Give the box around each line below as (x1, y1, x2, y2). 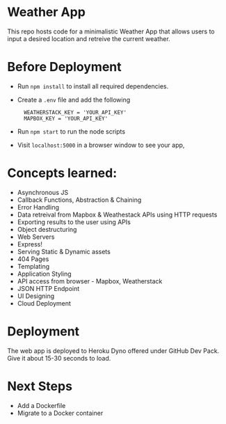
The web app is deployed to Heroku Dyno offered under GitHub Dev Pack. (7, 346, 220, 355)
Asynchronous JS (17, 188, 68, 196)
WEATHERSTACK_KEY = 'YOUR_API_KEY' (24, 109, 127, 116)
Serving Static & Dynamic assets (17, 247, 111, 256)
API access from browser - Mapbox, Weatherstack (17, 276, 163, 285)
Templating (17, 262, 50, 270)
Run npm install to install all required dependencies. (17, 81, 169, 91)
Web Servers (17, 233, 55, 241)
